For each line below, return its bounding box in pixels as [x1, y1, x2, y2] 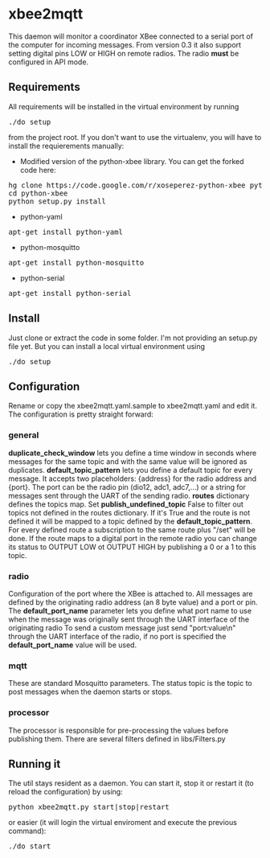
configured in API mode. [8, 57, 89, 67]
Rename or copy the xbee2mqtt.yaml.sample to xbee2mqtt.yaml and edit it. [8, 401, 257, 411]
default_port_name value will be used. [8, 640, 137, 650]
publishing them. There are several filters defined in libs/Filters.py [8, 733, 227, 744]
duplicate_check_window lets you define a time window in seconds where [8, 448, 257, 458]
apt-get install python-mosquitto [8, 258, 145, 267]
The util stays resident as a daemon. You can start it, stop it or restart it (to [8, 778, 255, 788]
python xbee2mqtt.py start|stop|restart [8, 803, 170, 812]
